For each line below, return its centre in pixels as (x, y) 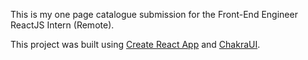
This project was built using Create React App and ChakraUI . (135, 44)
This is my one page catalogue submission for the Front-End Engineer (154, 14)
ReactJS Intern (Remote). (62, 25)
